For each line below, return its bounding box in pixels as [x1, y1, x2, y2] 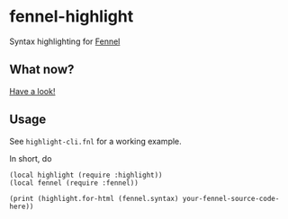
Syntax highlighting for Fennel [9, 36, 121, 47]
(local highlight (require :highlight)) [9, 171, 164, 180]
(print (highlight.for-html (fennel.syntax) [9, 194, 179, 203]
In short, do [9, 153, 52, 163]
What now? [9, 62, 75, 77]
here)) [9, 202, 34, 211]
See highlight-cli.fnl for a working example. [9, 136, 182, 146]
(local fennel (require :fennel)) [9, 178, 139, 188]
